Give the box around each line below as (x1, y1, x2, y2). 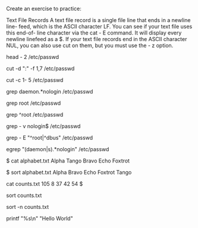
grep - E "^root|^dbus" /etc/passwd (6, 134, 93, 141)
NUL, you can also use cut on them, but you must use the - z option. (6, 42, 174, 49)
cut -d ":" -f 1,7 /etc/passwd (6, 65, 75, 72)
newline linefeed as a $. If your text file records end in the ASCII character (6, 36, 187, 42)
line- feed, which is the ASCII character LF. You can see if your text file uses (6, 23, 193, 30)
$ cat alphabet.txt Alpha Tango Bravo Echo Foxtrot (6, 157, 130, 164)
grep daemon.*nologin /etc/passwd (6, 88, 93, 95)
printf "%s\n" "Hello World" (6, 215, 73, 222)
